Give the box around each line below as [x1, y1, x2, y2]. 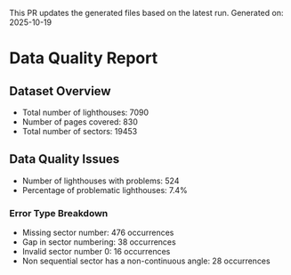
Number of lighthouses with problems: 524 [21, 175, 180, 186]
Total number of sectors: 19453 [21, 126, 138, 136]
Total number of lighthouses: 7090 [21, 107, 150, 117]
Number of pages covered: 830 [21, 117, 138, 127]
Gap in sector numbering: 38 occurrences [21, 237, 176, 247]
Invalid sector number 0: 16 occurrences [21, 247, 171, 257]
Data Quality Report [9, 48, 158, 69]
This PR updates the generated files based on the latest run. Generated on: [9, 8, 284, 18]
